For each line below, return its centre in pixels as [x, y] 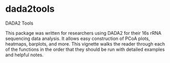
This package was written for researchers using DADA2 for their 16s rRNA [83, 33]
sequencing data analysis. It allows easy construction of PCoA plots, [78, 38]
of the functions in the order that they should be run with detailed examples [85, 49]
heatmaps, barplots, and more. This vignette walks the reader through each [85, 44]
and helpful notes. [24, 55]
